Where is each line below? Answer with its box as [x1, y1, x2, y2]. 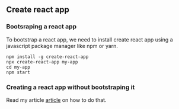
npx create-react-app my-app [6, 59, 78, 65]
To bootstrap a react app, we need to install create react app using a [6, 36, 173, 43]
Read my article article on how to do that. [6, 96, 107, 103]
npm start [6, 69, 31, 75]
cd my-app [6, 64, 31, 70]
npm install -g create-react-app [6, 53, 89, 60]
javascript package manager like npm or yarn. [6, 42, 119, 49]
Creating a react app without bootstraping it [6, 83, 135, 91]
